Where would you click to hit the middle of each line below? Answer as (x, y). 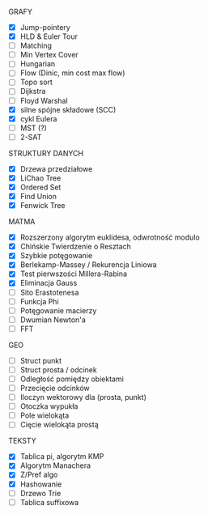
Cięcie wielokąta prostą (59, 425)
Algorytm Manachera (55, 465)
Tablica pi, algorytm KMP (62, 457)
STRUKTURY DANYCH (46, 153)
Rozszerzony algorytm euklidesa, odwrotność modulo (110, 237)
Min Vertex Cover (49, 55)
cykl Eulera (38, 119)
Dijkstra (33, 91)
